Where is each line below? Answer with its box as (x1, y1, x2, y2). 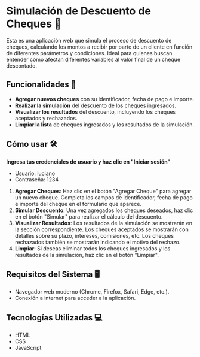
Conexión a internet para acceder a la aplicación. (14, 295, 136, 302)
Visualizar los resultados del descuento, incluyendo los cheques (14, 108, 176, 115)
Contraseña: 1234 (14, 176, 59, 183)
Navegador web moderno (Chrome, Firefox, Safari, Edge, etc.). (14, 288, 170, 295)
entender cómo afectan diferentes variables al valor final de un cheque (6, 56, 181, 63)
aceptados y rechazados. (14, 114, 78, 122)
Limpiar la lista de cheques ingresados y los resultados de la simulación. (14, 121, 195, 128)
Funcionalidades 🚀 (6, 80, 76, 90)
